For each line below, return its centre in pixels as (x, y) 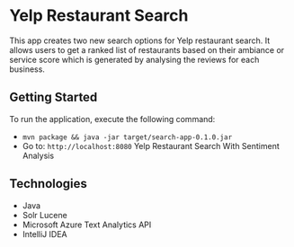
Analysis (38, 155)
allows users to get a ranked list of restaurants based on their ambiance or (147, 49)
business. (27, 69)
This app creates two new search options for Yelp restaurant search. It (140, 40)
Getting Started (53, 97)
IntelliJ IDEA (45, 234)
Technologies (49, 184)
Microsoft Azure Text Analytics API (87, 225)
